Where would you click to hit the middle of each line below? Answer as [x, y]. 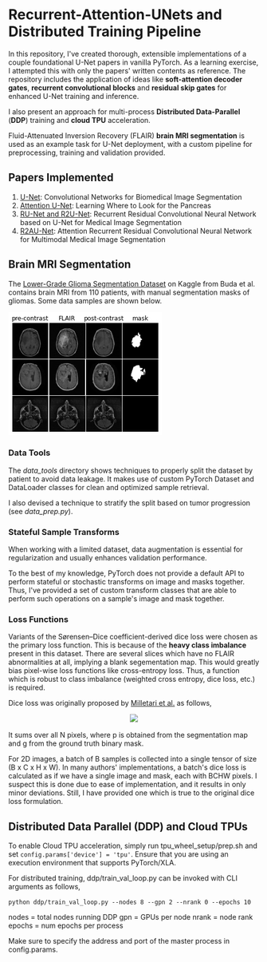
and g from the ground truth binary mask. [76, 743]
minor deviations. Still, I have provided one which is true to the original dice [132, 793]
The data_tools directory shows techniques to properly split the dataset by [131, 470]
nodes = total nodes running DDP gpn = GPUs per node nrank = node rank [131, 917]
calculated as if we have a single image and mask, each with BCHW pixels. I [133, 776]
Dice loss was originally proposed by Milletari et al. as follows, [110, 703]
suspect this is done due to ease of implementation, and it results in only [127, 785]
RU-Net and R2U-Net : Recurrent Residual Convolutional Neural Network [138, 214]
